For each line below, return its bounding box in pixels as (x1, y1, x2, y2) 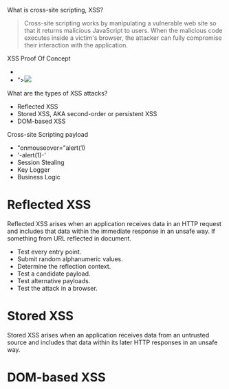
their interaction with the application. (23, 41, 129, 49)
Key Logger (17, 166, 50, 174)
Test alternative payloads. (17, 276, 91, 285)
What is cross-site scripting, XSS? (7, 6, 104, 14)
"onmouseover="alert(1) (17, 144, 86, 152)
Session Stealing (17, 158, 65, 166)
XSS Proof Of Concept (7, 54, 71, 63)
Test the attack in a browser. (17, 284, 98, 292)
